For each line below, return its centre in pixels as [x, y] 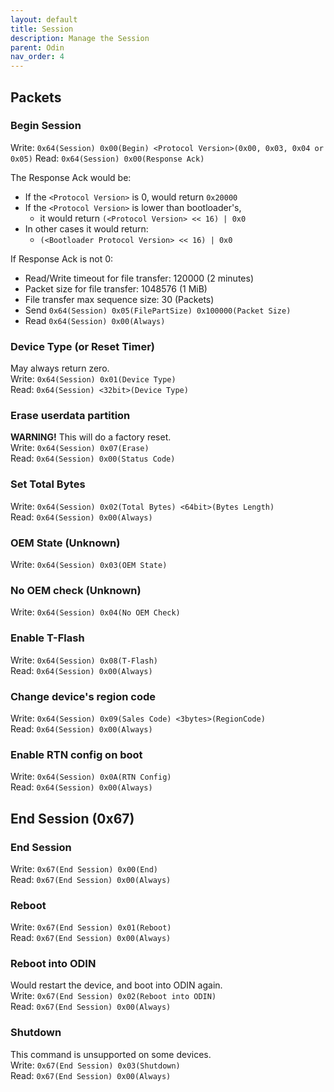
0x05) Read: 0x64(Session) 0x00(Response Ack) [107, 158]
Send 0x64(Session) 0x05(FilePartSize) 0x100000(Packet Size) [158, 310]
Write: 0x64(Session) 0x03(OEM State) [89, 564]
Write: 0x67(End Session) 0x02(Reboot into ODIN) [113, 996]
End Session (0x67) [72, 818]
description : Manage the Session [80, 38]
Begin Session [46, 126]
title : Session [42, 29]
